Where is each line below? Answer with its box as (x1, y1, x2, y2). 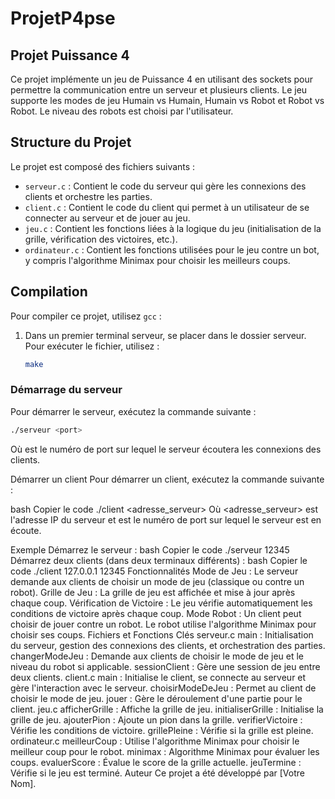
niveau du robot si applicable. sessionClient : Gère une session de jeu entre (10, 660, 321, 672)
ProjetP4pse (10, 7, 116, 30)
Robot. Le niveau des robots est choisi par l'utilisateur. (10, 105, 234, 117)
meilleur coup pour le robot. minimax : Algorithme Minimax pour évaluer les (10, 745, 320, 757)
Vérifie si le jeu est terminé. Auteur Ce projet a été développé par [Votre (10, 767, 305, 779)
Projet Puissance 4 (10, 47, 130, 64)
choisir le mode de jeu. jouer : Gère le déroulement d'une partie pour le (10, 692, 303, 704)
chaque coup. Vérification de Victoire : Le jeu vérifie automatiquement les (10, 597, 313, 609)
